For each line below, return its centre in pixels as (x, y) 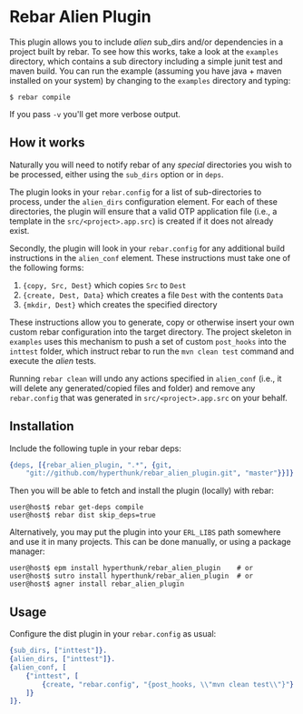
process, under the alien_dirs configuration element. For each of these (144, 201)
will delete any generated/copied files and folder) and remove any (132, 387)
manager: (27, 551)
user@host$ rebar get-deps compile (77, 508)
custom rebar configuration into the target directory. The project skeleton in (151, 332)
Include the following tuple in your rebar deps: (95, 448)
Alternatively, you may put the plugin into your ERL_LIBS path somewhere (145, 532)
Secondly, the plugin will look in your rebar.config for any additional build (147, 248)
